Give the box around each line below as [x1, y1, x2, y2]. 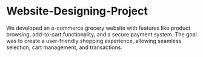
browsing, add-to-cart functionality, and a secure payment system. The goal [6, 30, 197, 38]
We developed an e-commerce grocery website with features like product [6, 24, 191, 32]
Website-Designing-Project [6, 4, 148, 18]
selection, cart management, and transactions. [6, 44, 122, 51]
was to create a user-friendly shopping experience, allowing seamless [6, 37, 182, 44]
